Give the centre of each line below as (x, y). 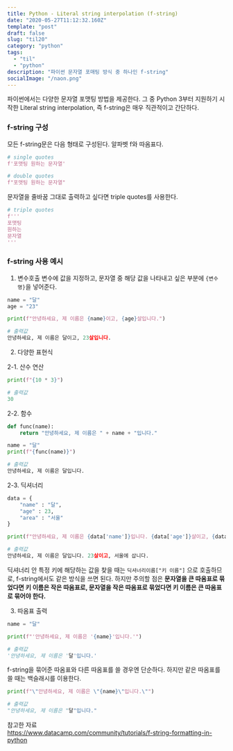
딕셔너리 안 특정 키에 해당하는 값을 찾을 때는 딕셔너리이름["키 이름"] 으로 (103, 570)
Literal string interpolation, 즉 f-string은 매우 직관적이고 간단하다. (110, 108)
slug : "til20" (28, 40)
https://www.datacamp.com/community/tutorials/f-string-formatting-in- (110, 733)
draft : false (26, 33)
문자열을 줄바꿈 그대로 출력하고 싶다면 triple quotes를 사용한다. (93, 197)
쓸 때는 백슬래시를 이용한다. (44, 679)
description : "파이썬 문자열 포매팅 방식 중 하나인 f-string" (88, 72)
